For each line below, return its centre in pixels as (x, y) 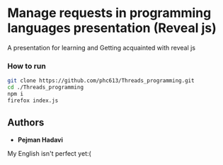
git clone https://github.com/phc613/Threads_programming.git (101, 81)
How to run (27, 66)
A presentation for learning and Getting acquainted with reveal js (102, 47)
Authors (26, 123)
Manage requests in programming (109, 13)
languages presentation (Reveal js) (112, 28)
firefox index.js (33, 101)
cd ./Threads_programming (45, 87)
